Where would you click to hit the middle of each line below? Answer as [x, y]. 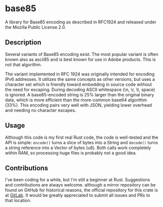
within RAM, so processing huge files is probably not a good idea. [71, 153]
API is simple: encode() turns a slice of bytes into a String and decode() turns [81, 142]
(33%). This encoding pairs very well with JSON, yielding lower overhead [79, 105]
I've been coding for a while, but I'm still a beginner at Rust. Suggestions [78, 180]
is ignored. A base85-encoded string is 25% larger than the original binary [80, 94]
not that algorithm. [24, 64]
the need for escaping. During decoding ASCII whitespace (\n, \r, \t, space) [80, 89]
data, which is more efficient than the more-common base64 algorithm [76, 100]
